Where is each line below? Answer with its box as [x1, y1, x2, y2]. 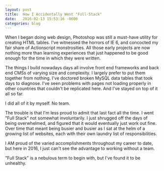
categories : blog [5, 21, 41, 26]
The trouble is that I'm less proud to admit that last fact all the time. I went [5, 110, 154, 116]
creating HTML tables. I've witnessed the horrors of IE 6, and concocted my [5, 40, 159, 46]
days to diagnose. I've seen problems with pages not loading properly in [5, 81, 151, 86]
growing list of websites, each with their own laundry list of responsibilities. [5, 131, 157, 137]
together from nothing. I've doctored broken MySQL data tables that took [5, 75, 153, 81]
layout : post [5, 7, 32, 12]
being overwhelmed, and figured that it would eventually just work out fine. [5, 120, 157, 126]
